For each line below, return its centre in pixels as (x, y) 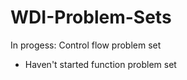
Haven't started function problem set (100, 64)
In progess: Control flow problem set (86, 45)
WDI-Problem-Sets (91, 17)
